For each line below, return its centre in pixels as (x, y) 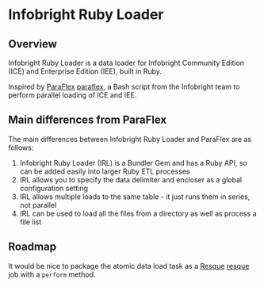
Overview (33, 44)
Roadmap (33, 247)
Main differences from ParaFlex (88, 120)
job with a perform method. (52, 274)
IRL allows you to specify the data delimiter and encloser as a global (131, 179)
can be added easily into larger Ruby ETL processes (105, 171)
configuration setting (54, 188)
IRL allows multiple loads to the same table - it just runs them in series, (135, 197)
